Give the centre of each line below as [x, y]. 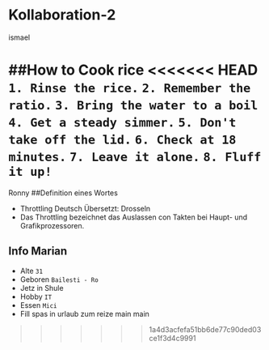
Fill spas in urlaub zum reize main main [84, 314]
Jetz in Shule [42, 288]
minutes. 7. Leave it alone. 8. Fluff [135, 158]
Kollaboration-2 [62, 15]
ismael [19, 37]
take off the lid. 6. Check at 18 [122, 140]
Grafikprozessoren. [52, 225]
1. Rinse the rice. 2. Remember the [130, 89]
